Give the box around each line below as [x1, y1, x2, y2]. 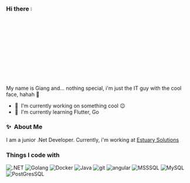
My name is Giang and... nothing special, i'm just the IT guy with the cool [6, 84, 182, 91]
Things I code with [6, 151, 60, 159]
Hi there [6, 5, 29, 13]
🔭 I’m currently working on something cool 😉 [14, 102, 125, 109]
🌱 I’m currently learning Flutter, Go [14, 108, 100, 116]
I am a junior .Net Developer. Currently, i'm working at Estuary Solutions [6, 136, 179, 143]
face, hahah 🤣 [6, 90, 40, 98]
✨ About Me [6, 123, 43, 131]
